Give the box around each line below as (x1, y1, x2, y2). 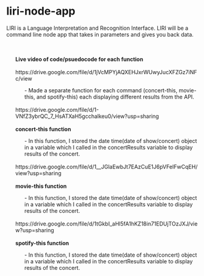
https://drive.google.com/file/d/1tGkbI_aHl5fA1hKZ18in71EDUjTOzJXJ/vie (15, 220, 198, 227)
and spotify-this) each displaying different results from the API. (36, 93, 195, 100)
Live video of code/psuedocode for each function (15, 55, 144, 63)
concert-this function (15, 125, 71, 133)
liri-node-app (6, 4, 76, 18)
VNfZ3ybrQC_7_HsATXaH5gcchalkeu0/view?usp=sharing (15, 112, 160, 120)
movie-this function (15, 182, 67, 190)
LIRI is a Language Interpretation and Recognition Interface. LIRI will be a (6, 24, 189, 32)
